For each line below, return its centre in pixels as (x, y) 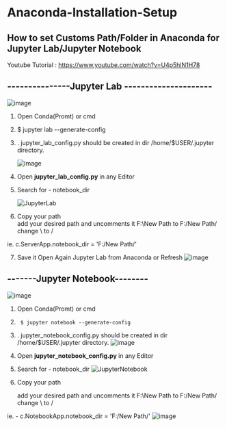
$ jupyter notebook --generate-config (76, 322)
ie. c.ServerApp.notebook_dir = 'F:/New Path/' (72, 244)
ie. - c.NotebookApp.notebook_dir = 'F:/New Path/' (79, 416)
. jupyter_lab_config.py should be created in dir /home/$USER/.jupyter (116, 142)
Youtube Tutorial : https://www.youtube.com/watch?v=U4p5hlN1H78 (104, 65)
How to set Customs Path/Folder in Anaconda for (113, 38)
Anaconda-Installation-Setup (92, 13)
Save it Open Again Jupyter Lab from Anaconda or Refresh (100, 257)
